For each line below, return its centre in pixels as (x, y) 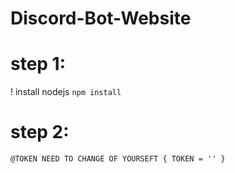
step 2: (40, 132)
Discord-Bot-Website (101, 18)
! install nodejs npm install (66, 92)
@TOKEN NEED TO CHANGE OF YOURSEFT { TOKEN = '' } (118, 159)
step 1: (38, 64)
